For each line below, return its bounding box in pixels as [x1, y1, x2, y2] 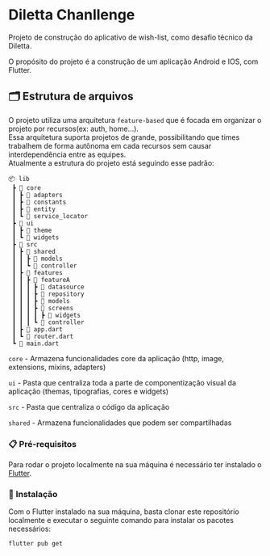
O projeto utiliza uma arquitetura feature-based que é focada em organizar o [8, 115, 262, 124]
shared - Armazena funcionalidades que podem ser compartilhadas [8, 418, 232, 428]
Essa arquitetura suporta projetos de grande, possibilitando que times [8, 132, 240, 142]
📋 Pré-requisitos [8, 438, 77, 449]
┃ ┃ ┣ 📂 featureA [11, 276, 70, 284]
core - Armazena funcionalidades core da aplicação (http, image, [8, 353, 224, 363]
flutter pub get [8, 540, 63, 548]
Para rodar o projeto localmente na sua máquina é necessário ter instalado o [8, 460, 262, 470]
